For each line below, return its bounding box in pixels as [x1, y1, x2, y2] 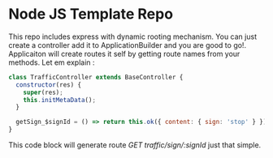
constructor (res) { [15, 80, 82, 89]
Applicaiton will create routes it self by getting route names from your [8, 49, 240, 58]
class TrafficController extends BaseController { [8, 73, 184, 81]
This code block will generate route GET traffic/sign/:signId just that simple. [8, 140, 262, 150]
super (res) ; [23, 88, 63, 96]
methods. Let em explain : [8, 58, 95, 67]
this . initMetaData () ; [23, 96, 96, 104]
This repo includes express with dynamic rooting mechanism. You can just [8, 32, 258, 41]
